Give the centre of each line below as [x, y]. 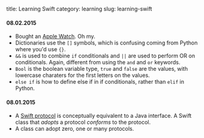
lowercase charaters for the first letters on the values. [83, 75]
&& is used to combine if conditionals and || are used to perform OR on [105, 56]
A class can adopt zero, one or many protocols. [74, 129]
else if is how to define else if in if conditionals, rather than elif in [100, 82]
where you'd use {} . [40, 49]
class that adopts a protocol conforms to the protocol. [83, 122]
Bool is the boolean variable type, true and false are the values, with [101, 69]
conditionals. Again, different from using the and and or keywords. [98, 62]
